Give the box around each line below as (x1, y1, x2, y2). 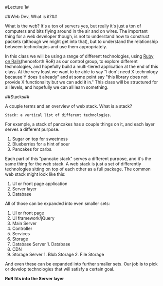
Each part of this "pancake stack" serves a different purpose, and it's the (5, 156, 152, 162)
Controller (12, 225, 33, 231)
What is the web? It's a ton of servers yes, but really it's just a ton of (5, 23, 141, 29)
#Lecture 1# (5, 4, 29, 10)
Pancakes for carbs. (12, 146, 53, 152)
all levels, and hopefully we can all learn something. (5, 84, 109, 90)
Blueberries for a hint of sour (12, 141, 70, 147)
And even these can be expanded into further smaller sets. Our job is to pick (5, 261, 158, 266)
